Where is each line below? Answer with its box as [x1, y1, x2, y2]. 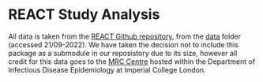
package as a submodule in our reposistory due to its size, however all [8, 48, 238, 58]
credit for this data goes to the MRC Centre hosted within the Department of [8, 57, 256, 66]
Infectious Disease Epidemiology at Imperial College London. [8, 65, 207, 74]
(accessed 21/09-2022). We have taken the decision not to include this [8, 39, 239, 49]
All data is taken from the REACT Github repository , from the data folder [8, 32, 242, 41]
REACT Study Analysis [8, 6, 160, 24]
